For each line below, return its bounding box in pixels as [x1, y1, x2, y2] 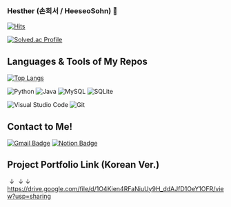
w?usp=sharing [7, 192, 52, 200]
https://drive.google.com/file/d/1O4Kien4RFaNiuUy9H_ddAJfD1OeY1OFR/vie [7, 184, 224, 193]
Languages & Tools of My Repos [7, 55, 148, 67]
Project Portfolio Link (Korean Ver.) [7, 159, 160, 170]
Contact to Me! [7, 121, 72, 132]
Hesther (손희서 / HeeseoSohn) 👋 [7, 6, 118, 15]
